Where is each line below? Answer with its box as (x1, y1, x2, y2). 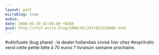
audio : (5, 16, 19, 21)
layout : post (5, 7, 32, 12)
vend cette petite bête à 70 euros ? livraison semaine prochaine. (5, 45, 136, 51)
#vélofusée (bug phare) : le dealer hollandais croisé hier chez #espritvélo (5, 39, 154, 45)
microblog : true (5, 12, 39, 17)
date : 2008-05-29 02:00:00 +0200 (5, 21, 74, 26)
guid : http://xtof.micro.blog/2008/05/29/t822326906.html (5, 26, 127, 31)
